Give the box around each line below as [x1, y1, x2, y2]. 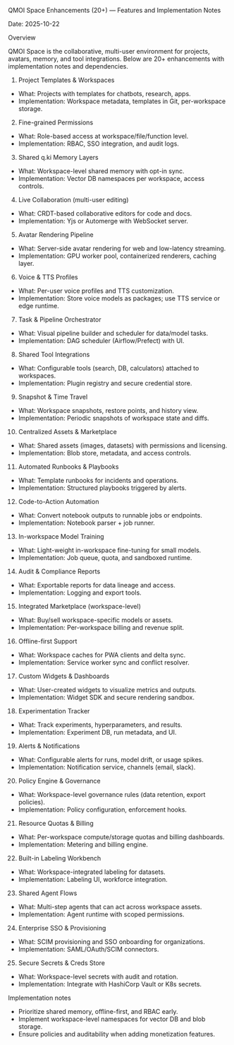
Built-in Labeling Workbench [18, 854, 101, 862]
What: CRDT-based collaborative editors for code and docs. [18, 209, 192, 218]
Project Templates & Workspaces [18, 76, 115, 84]
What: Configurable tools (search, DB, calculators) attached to [18, 364, 199, 372]
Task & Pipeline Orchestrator [18, 315, 101, 324]
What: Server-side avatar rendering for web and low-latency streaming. [18, 244, 226, 252]
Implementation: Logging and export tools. [18, 588, 142, 597]
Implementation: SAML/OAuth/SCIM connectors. [18, 945, 159, 953]
